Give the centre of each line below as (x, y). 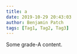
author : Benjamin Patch (35, 22)
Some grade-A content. (34, 45)
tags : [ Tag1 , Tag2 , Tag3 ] (37, 28)
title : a (17, 11)
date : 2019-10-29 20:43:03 (39, 17)
